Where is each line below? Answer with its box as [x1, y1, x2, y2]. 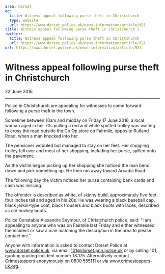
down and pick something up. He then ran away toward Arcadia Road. [5, 167, 147, 173]
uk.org [5, 263, 19, 269]
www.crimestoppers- [109, 258, 153, 264]
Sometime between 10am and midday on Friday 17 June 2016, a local [5, 117, 144, 123]
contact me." [5, 233, 31, 239]
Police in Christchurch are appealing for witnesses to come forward [5, 103, 141, 109]
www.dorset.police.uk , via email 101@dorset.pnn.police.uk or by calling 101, [5, 247, 158, 253]
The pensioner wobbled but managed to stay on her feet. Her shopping [5, 142, 149, 148]
